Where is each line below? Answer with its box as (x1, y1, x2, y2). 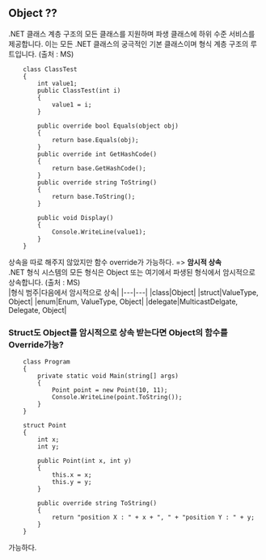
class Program (23, 358, 70, 366)
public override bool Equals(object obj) (37, 121, 179, 130)
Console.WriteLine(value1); (51, 228, 147, 236)
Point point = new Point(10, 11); (51, 386, 168, 394)
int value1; (37, 79, 78, 87)
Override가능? (8, 339, 65, 350)
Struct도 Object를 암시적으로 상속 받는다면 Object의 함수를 (8, 326, 228, 338)
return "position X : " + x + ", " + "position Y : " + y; (51, 513, 255, 522)
